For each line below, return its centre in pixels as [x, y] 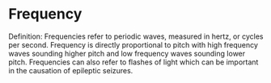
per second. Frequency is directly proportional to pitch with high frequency [133, 44]
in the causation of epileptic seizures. [71, 70]
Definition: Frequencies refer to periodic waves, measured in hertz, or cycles [136, 36]
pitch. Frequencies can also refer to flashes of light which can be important [133, 62]
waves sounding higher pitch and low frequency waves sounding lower [127, 53]
